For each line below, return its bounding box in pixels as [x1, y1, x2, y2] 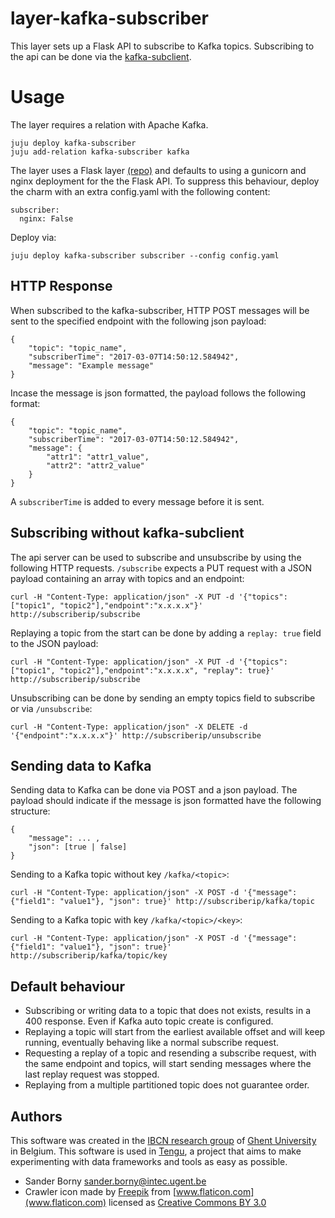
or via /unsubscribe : [10, 702, 93, 714]
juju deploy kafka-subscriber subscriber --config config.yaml [10, 250, 280, 261]
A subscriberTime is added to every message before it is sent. [10, 495, 265, 507]
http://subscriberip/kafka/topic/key [10, 951, 168, 961]
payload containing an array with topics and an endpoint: [10, 572, 245, 584]
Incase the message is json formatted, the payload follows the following [10, 387, 307, 399]
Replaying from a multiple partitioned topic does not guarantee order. [24, 1079, 310, 1091]
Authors [10, 1108, 63, 1125]
